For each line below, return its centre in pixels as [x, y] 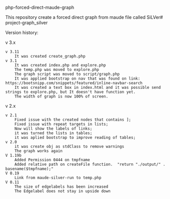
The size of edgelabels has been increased [62, 187]
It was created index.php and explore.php [60, 65]
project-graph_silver [27, 23]
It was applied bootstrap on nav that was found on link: [77, 79]
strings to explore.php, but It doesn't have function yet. [71, 92]
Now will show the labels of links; [54, 129]
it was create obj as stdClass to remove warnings [69, 146]
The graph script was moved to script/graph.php [67, 74]
